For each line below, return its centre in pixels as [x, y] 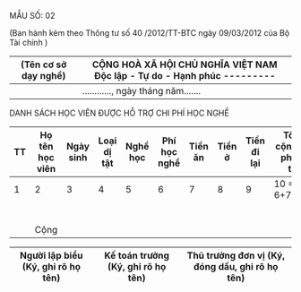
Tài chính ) [29, 43]
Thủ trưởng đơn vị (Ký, [236, 255]
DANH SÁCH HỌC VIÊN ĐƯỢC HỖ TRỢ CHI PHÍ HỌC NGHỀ [120, 113]
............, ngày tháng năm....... [142, 91]
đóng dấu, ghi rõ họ [236, 266]
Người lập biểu [51, 255]
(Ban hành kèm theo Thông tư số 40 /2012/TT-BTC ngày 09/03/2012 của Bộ [150, 33]
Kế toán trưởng [137, 255]
